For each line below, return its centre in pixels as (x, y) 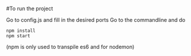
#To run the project (30, 9)
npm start (18, 36)
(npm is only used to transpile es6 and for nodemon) (70, 47)
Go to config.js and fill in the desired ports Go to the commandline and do (96, 20)
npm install (21, 31)
